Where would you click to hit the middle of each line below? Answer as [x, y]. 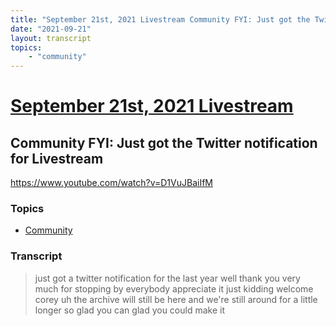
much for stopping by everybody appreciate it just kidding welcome [174, 288]
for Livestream [57, 158]
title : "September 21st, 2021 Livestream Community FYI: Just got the [160, 19]
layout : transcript [51, 38]
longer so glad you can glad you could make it [129, 310]
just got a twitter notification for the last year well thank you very [167, 278]
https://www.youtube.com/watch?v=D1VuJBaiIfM [111, 183]
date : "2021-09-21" [51, 29]
